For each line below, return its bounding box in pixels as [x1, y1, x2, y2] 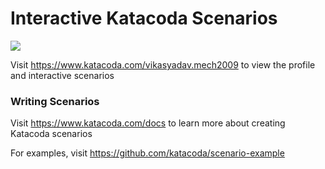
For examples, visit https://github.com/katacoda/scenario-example [10, 147, 285, 159]
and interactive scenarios [10, 69, 115, 81]
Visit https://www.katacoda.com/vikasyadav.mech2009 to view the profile [10, 58, 316, 71]
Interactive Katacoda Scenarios [10, 7, 278, 30]
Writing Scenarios [10, 94, 100, 108]
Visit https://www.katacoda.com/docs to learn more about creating [10, 117, 286, 129]
